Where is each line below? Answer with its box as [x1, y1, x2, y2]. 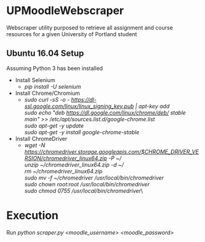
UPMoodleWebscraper [6, 4, 124, 18]
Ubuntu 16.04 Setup [6, 48, 84, 59]
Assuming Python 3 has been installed [6, 64, 103, 72]
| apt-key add [135, 102, 170, 110]
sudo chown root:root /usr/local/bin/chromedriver [24, 180, 150, 187]
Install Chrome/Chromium [15, 89, 80, 97]
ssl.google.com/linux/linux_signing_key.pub [24, 102, 135, 110]
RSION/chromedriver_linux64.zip [24, 154, 107, 162]
